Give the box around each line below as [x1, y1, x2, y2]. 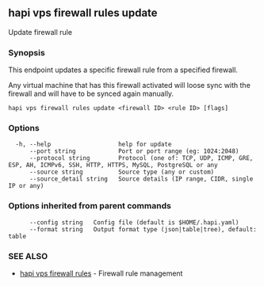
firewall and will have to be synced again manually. [8, 89, 174, 98]
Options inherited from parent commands [8, 200, 172, 212]
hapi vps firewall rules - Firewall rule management [19, 269, 183, 278]
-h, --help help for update [15, 140, 172, 149]
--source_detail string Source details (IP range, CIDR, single [29, 175, 254, 183]
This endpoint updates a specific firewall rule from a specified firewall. [8, 65, 238, 74]
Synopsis [8, 47, 45, 58]
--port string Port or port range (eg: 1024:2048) [29, 147, 239, 155]
